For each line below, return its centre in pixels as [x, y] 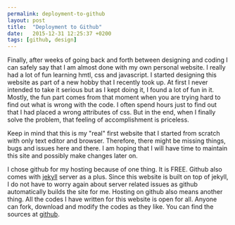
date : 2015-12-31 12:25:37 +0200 [59, 33]
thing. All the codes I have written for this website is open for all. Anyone [112, 199]
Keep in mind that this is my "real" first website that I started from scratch [114, 134]
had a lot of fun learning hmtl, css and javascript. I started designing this [112, 75]
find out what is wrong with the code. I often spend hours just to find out [112, 105]
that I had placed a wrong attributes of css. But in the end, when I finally [112, 112]
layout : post [26, 20]
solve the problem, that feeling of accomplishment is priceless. [99, 120]
